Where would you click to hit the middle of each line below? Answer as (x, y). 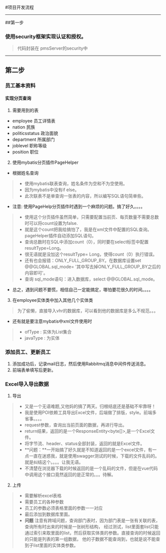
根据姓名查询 (25, 173)
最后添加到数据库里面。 (48, 514)
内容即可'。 (36, 273)
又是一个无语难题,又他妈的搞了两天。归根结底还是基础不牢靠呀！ (90, 407)
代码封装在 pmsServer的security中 (52, 48)
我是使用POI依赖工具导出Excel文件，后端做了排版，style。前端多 (91, 413)
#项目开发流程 (20, 7)
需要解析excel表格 (43, 496)
